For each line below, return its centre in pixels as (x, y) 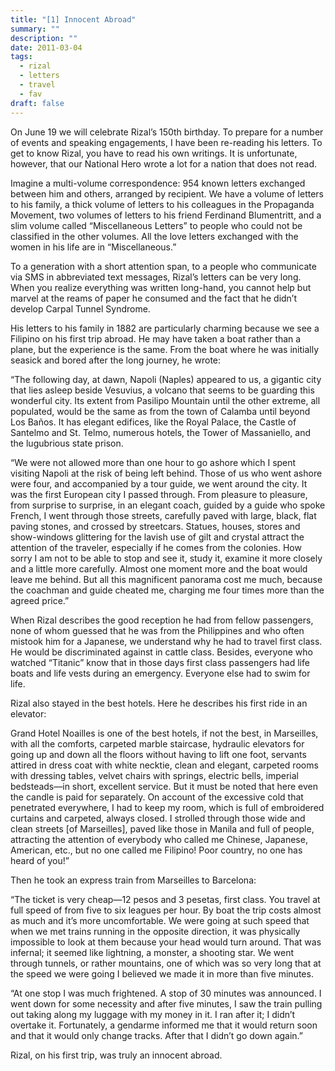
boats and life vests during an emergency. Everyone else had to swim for (160, 673)
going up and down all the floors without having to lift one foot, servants (158, 754)
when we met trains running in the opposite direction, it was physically (155, 931)
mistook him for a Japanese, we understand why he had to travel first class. (166, 641)
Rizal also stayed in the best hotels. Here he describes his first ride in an (159, 703)
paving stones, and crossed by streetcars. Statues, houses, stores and (155, 526)
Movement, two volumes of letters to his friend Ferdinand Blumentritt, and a (166, 215)
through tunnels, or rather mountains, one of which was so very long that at (166, 963)
